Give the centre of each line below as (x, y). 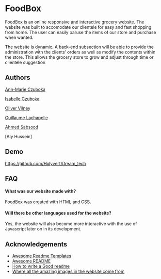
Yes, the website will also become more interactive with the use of (71, 224)
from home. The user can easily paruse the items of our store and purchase (80, 32)
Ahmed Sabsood (22, 127)
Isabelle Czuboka (22, 99)
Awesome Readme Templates (42, 256)
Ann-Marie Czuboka (25, 89)
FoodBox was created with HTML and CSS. (48, 202)
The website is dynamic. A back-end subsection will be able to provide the (80, 47)
